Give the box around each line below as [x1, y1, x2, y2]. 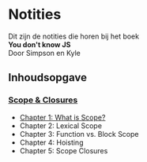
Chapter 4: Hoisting [19, 138, 84, 147]
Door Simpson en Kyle [8, 48, 81, 57]
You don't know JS [8, 39, 71, 49]
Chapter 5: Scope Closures [19, 145, 108, 155]
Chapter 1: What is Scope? [19, 112, 106, 122]
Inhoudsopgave [8, 71, 87, 84]
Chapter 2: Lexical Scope [19, 120, 103, 131]
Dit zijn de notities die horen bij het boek [8, 31, 140, 41]
